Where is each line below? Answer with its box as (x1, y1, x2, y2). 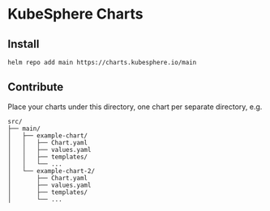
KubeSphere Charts (7, 5, 144, 23)
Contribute (7, 80, 64, 94)
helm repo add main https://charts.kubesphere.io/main (7, 58, 197, 66)
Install (7, 37, 40, 51)
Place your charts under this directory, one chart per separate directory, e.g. (7, 102, 263, 112)
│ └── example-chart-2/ (7, 167, 95, 175)
